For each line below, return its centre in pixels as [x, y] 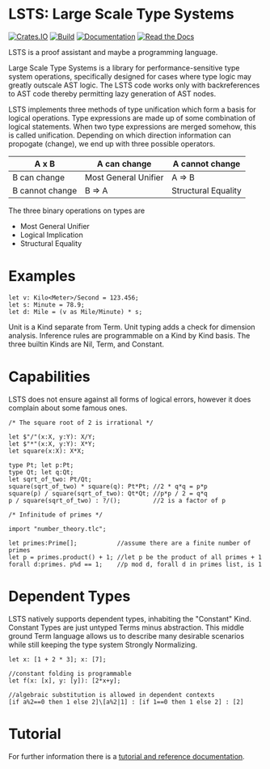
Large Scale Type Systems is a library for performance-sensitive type [124, 68]
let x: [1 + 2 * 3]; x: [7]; [57, 659]
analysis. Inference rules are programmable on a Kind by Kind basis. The [129, 335]
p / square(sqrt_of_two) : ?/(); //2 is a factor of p [117, 500]
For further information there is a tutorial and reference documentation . [127, 756]
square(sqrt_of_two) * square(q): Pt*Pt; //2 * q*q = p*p [108, 486]
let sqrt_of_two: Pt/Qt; [50, 479]
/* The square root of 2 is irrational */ [81, 423]
